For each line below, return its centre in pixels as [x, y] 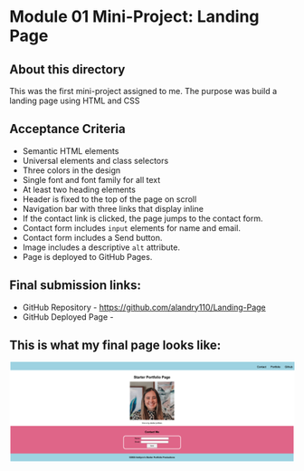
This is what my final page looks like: [115, 346]
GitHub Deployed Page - [68, 317]
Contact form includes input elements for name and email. [132, 227]
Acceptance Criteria [67, 129]
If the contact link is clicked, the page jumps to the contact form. [142, 218]
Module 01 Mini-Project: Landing [134, 17]
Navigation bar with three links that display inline [113, 208]
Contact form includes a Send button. [92, 237]
